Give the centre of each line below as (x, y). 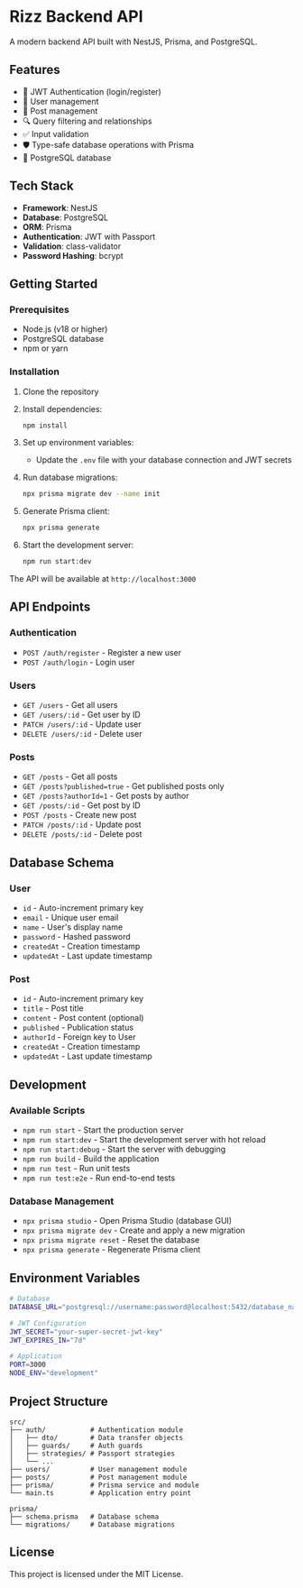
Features (35, 70)
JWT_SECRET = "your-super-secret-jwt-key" (87, 1332)
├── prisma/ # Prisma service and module (105, 1485)
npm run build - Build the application (91, 1159)
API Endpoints (50, 607)
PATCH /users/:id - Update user (82, 724)
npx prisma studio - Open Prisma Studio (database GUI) (127, 1221)
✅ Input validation (55, 133)
